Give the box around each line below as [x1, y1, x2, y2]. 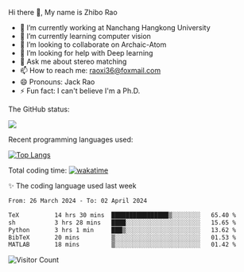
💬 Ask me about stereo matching [19, 56, 127, 66]
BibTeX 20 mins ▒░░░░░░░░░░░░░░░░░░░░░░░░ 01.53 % [8, 233, 237, 242]
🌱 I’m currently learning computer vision [19, 32, 151, 41]
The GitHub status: [8, 104, 70, 114]
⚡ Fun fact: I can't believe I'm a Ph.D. [19, 86, 141, 95]
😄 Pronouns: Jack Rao [19, 77, 95, 87]
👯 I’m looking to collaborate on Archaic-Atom [19, 40, 167, 49]
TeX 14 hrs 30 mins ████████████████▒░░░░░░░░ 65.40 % [8, 211, 237, 219]
